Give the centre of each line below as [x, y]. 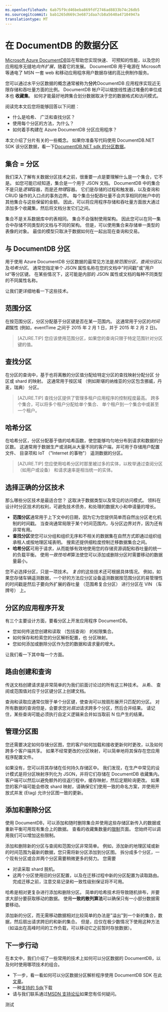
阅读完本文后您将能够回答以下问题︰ [42, 107]
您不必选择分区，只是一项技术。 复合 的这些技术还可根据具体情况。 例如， [81, 572]
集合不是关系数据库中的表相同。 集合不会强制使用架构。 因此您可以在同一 [81, 219]
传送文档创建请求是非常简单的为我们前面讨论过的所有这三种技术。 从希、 [80, 685]
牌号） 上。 [17, 591]
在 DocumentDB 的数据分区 [62, 45]
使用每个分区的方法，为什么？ [43, 124]
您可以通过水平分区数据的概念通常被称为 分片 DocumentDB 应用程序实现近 [81, 84]
